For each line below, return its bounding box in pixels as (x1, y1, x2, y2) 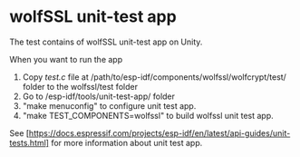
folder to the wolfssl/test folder (22, 81, 139, 92)
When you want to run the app (9, 54, 123, 64)
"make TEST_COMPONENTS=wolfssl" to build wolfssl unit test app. (22, 110, 274, 121)
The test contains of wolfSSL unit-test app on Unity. (9, 36, 203, 47)
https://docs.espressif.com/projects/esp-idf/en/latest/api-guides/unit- (28, 127, 291, 138)
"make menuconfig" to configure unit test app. (22, 100, 197, 111)
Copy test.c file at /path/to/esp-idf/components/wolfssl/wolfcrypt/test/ (22, 71, 287, 83)
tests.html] (9, 137, 50, 148)
